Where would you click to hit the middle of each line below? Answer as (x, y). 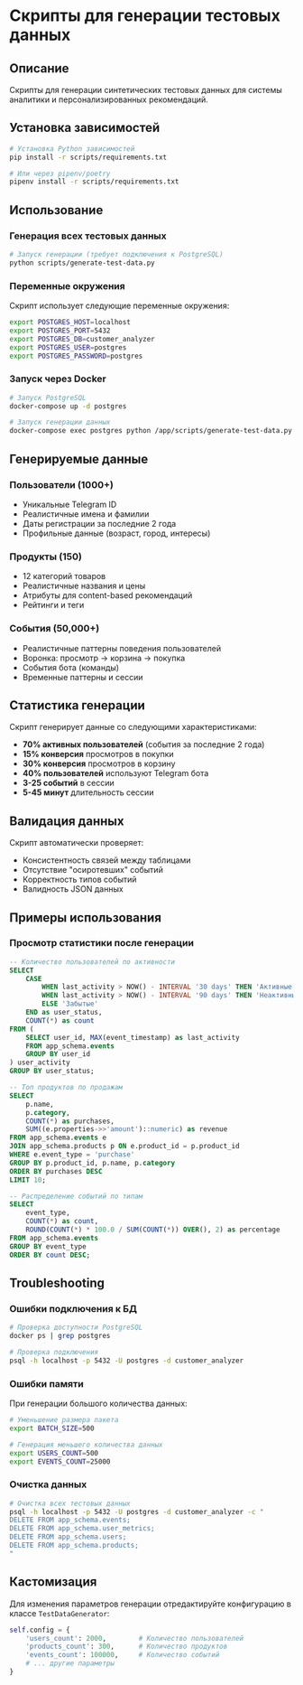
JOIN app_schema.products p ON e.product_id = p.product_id (125, 1147)
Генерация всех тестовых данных (88, 236)
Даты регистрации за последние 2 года (99, 523)
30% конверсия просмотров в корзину (99, 763)
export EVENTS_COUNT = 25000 (60, 1461)
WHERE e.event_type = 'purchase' (72, 1155)
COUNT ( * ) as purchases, (70, 1121)
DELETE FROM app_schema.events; (70, 1520)
